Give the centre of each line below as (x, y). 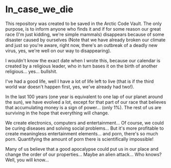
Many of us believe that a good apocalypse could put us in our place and (82, 149)
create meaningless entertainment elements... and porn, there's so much (82, 133)
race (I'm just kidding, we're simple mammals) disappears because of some (85, 34)
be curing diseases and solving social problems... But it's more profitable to (85, 128)
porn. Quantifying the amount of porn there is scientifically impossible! (79, 139)
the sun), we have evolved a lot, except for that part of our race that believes (86, 102)
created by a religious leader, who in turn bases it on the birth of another (81, 66)
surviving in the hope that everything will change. (57, 113)
